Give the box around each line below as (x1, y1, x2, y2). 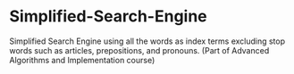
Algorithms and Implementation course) (9, 54, 155, 65)
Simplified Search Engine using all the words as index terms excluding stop (9, 36, 286, 46)
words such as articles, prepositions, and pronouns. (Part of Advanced (9, 45, 270, 55)
